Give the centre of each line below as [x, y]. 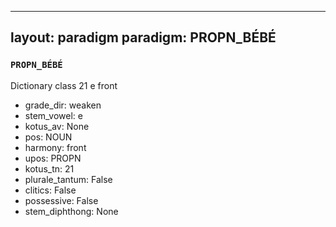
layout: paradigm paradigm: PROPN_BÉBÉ [143, 37]
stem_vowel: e [53, 115]
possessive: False [61, 200]
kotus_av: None [57, 126]
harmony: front [55, 147]
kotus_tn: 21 [49, 168]
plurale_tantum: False [68, 179]
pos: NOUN [48, 137]
